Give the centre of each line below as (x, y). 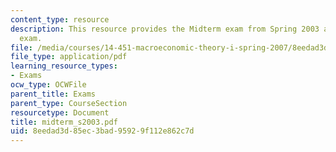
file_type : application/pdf (69, 57)
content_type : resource (60, 19)
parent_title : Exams (53, 94)
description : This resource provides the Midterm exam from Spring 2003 (165, 29)
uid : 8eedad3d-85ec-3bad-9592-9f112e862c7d (102, 131)
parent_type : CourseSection (69, 103)
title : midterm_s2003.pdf (64, 122)
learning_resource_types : (64, 66)
